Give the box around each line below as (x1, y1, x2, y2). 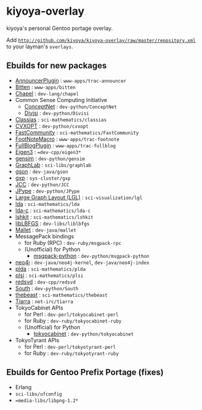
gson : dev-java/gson (15, 167, 68, 175)
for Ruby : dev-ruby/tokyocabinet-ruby (24, 317, 122, 324)
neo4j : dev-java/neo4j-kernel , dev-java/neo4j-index (15, 258, 150, 266)
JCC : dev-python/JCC (15, 180, 70, 188)
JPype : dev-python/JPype (15, 187, 80, 194)
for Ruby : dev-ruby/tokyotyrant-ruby (24, 350, 119, 357)
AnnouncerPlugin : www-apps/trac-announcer (15, 76, 127, 84)
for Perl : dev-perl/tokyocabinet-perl (24, 310, 119, 318)
